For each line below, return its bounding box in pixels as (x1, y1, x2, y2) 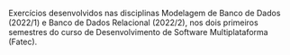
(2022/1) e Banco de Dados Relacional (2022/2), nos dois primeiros (8, 17, 258, 28)
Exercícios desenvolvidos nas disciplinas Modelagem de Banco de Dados (8, 8, 281, 18)
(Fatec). (8, 36, 38, 47)
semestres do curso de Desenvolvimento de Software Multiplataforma (8, 27, 268, 37)
